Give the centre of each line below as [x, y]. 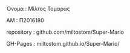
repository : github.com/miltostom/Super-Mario [65, 32]
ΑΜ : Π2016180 [25, 20]
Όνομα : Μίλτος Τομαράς [38, 9]
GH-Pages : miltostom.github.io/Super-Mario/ [63, 44]
